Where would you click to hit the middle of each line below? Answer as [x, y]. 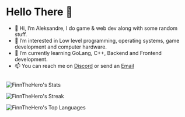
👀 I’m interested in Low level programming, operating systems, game [97, 40]
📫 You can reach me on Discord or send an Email [74, 66]
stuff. [21, 34]
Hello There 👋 [39, 12]
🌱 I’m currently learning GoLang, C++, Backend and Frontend [88, 53]
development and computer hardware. [60, 47]
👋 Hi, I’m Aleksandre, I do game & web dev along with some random [96, 28]
